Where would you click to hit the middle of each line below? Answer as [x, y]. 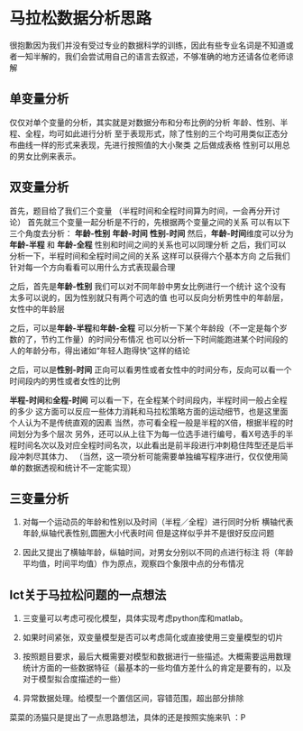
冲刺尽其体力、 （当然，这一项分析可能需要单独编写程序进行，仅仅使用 [148, 456]
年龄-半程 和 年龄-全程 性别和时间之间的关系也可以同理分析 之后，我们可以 [148, 244]
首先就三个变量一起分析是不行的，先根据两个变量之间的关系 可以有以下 [158, 222]
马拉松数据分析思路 [81, 18]
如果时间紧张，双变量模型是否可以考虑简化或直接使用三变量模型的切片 [153, 637]
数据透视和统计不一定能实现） [80, 467]
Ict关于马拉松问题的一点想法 [88, 594]
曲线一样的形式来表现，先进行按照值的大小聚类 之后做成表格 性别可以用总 [153, 144]
